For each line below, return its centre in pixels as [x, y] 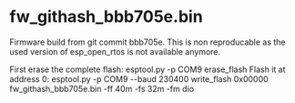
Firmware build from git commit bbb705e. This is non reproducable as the [147, 42]
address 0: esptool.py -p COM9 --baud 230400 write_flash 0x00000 [139, 78]
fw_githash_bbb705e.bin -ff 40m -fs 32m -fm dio [102, 88]
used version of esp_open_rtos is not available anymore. [115, 51]
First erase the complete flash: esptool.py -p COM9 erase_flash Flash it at [147, 69]
